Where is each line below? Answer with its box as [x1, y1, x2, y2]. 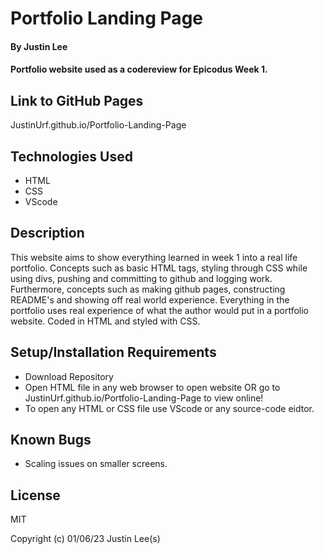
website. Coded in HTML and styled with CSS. [10, 315, 201, 327]
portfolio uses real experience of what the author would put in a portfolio [10, 304, 309, 316]
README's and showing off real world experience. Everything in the [10, 293, 290, 306]
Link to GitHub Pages [10, 92, 144, 109]
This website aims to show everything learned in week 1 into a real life [10, 251, 298, 263]
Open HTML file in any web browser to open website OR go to [24, 381, 281, 393]
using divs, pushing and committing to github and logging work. [10, 272, 273, 284]
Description [10, 225, 85, 242]
